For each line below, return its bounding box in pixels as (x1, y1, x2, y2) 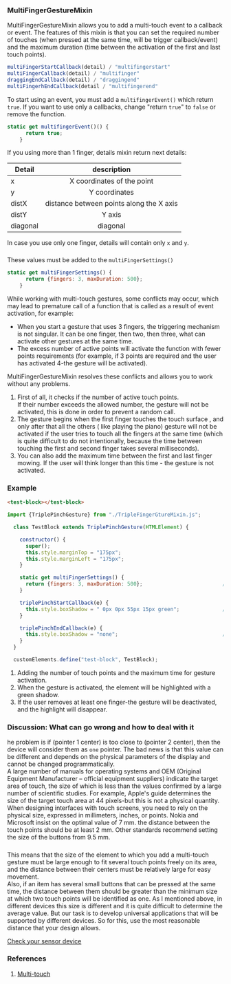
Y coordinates (89, 188, 134, 197)
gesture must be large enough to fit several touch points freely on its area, (7, 857, 217, 866)
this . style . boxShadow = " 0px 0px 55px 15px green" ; (25, 606, 180, 612)
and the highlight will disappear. (16, 705, 108, 714)
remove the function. (7, 109, 67, 118)
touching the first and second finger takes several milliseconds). (16, 444, 199, 452)
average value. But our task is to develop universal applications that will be (7, 909, 219, 917)
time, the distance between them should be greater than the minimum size (7, 887, 218, 895)
